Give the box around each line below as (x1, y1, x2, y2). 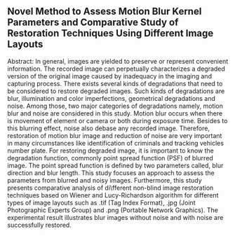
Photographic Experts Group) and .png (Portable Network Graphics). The (7, 206, 219, 214)
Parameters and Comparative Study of (7, 17, 179, 29)
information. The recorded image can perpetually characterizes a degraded (7, 64, 226, 73)
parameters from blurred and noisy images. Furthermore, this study (7, 176, 202, 184)
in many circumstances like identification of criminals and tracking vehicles (7, 139, 224, 147)
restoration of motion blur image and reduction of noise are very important (7, 131, 222, 139)
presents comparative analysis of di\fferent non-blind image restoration (7, 183, 214, 192)
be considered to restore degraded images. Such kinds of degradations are (7, 87, 225, 95)
